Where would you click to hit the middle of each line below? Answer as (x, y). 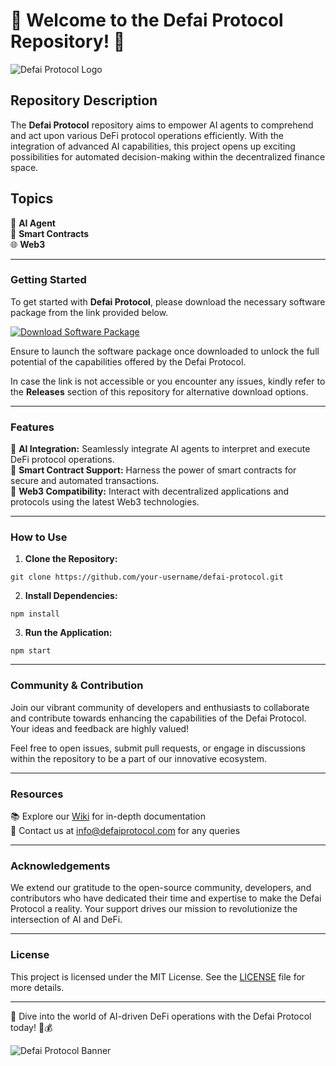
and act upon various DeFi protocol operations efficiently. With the (147, 135)
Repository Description (84, 100)
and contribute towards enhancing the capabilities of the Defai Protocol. (158, 718)
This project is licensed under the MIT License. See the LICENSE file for (158, 976)
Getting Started (48, 280)
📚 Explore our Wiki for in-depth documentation (108, 816)
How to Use (39, 537)
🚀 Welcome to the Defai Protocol (147, 20)
